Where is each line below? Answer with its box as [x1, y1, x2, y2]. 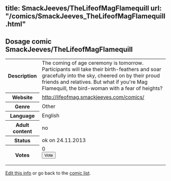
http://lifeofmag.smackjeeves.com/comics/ [42, 93, 145, 100]
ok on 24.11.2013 [42, 136, 86, 143]
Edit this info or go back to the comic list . [5, 170, 91, 176]
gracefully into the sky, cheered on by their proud [42, 72, 160, 79]
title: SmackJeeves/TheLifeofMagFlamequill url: [5, 4, 162, 13]
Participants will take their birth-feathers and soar [42, 66, 161, 73]
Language [10, 112, 35, 119]
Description [8, 72, 37, 79]
